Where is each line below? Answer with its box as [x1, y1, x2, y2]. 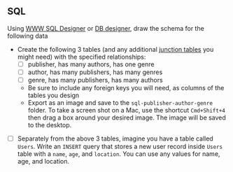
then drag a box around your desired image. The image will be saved [27, 113, 226, 122]
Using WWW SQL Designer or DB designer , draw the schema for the [7, 24, 204, 32]
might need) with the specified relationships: [17, 52, 146, 61]
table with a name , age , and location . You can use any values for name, [17, 150, 220, 158]
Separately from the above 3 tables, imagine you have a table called [17, 134, 213, 143]
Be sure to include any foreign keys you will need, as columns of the [27, 84, 225, 92]
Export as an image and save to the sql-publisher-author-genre [27, 99, 213, 107]
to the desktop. [27, 121, 72, 129]
